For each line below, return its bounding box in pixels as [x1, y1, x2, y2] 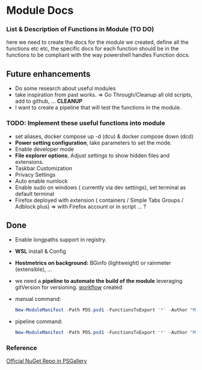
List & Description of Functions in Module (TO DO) [6, 25, 155, 34]
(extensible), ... [14, 265, 52, 273]
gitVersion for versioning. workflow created [14, 284, 123, 291]
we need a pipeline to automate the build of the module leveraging [14, 277, 183, 285]
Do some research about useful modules [14, 85, 116, 92]
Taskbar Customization [14, 165, 73, 172]
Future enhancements [6, 68, 91, 79]
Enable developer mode [14, 145, 74, 153]
